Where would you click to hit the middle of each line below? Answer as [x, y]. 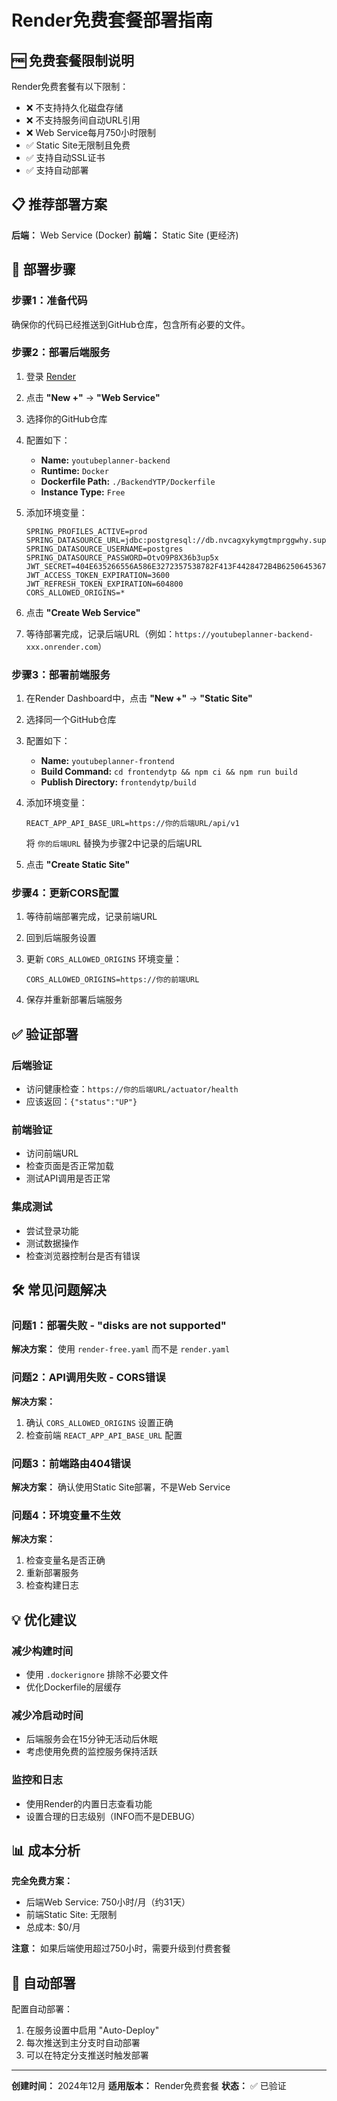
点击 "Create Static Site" [78, 865]
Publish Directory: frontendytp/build [118, 782]
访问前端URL [52, 1153]
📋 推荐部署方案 [59, 204]
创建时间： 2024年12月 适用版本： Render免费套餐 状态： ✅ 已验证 [149, 2086]
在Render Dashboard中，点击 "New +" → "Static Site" [139, 698]
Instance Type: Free [83, 492]
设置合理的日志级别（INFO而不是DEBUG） [113, 1816]
